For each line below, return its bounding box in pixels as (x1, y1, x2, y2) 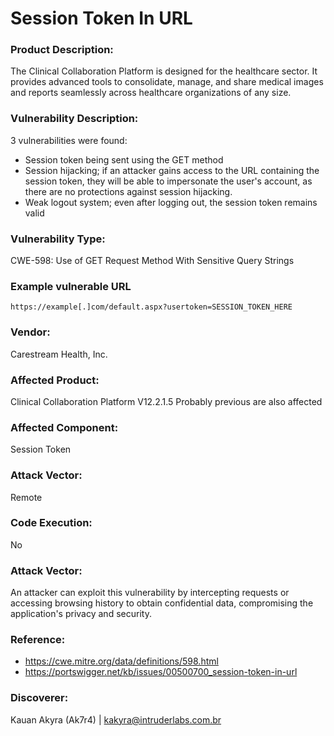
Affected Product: (10, 373, 100, 387)
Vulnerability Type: (10, 232, 106, 246)
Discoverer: (10, 691, 69, 705)
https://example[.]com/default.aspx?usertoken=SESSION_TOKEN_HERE (10, 302, 293, 312)
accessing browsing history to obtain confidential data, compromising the (10, 597, 314, 609)
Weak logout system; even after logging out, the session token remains (24, 196, 318, 208)
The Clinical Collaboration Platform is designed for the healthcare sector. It (10, 65, 318, 77)
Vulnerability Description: (10, 112, 139, 126)
